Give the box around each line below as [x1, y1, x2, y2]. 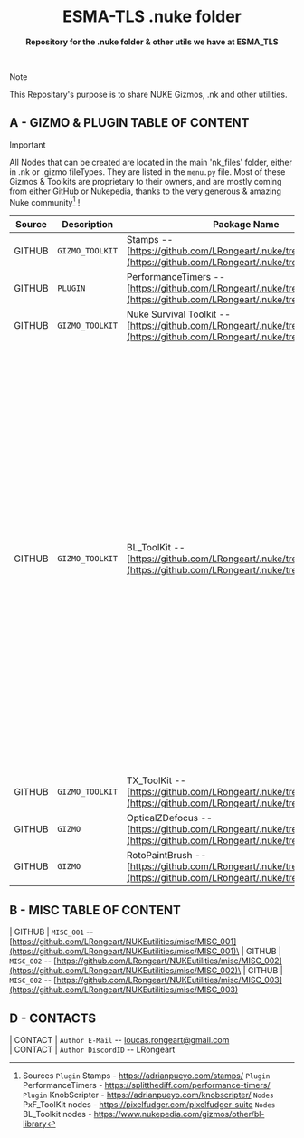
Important [9, 139, 46, 150]
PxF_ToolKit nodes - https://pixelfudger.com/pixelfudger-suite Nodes [22, 1099, 276, 1110]
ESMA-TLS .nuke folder [62, 6, 242, 27]
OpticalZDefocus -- [126, 812, 213, 825]
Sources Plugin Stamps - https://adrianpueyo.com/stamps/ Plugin [22, 1070, 271, 1081]
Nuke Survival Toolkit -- [126, 308, 231, 320]
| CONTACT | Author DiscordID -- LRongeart [9, 1044, 176, 1056]
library [22, 1118, 47, 1129]
